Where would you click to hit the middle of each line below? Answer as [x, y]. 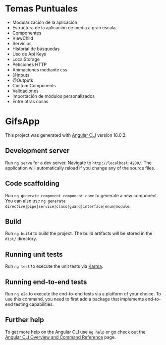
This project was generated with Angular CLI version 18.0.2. [66, 135]
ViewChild [23, 38]
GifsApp [23, 121]
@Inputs [21, 75]
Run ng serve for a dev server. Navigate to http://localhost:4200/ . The [79, 163]
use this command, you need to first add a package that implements [75, 299]
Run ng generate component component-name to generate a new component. [82, 195]
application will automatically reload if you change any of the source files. [80, 168]
